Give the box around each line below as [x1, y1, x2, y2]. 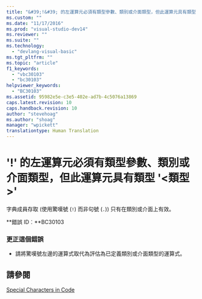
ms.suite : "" [6, 37, 39, 43]
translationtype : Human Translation [6, 128, 99, 134]
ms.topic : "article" [6, 60, 59, 66]
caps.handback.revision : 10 [6, 105, 78, 111]
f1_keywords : [6, 65, 39, 72]
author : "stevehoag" [6, 111, 59, 117]
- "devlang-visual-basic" [12, 49, 78, 55]
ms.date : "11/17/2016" [6, 20, 64, 26]
